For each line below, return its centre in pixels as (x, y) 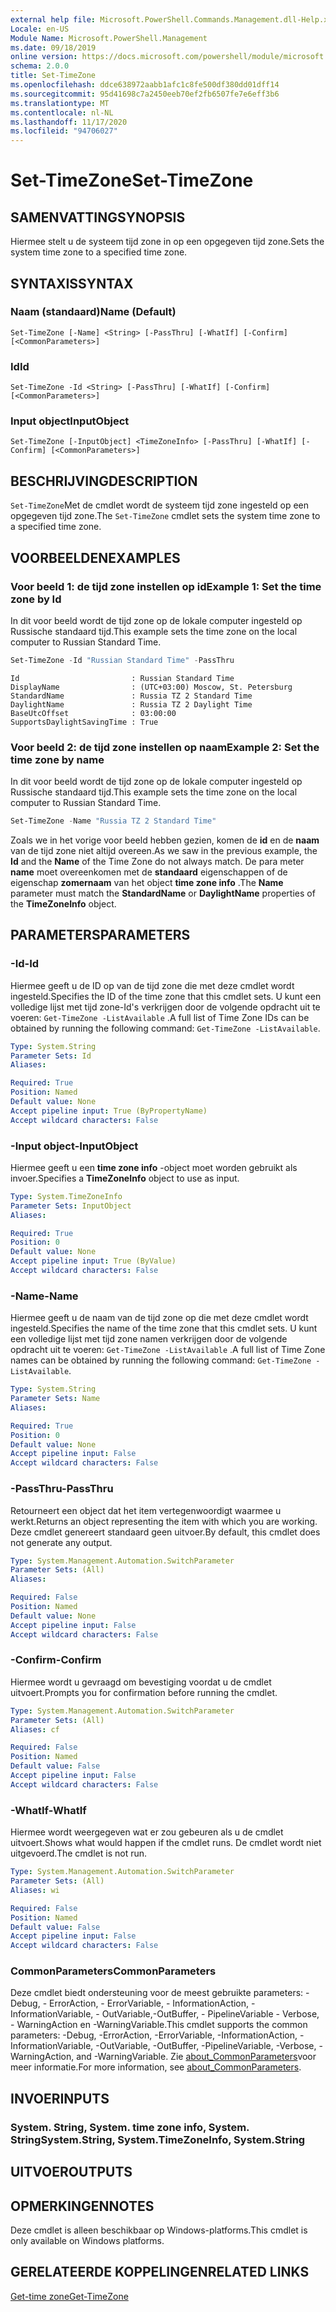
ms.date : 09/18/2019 (53, 47)
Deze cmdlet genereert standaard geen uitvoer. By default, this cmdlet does (165, 1532)
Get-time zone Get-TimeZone (69, 2296)
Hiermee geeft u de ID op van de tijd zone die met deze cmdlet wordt (152, 985)
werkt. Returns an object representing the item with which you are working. (164, 1521)
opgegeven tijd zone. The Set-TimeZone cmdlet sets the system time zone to (165, 516)
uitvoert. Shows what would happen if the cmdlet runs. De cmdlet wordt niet (166, 1843)
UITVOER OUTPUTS (71, 2172)
